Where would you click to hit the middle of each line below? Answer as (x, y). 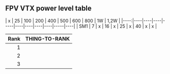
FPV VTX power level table (48, 8)
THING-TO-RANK (48, 39)
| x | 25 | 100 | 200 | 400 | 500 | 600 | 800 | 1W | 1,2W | (63, 20)
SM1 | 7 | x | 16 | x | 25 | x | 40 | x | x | (118, 26)
